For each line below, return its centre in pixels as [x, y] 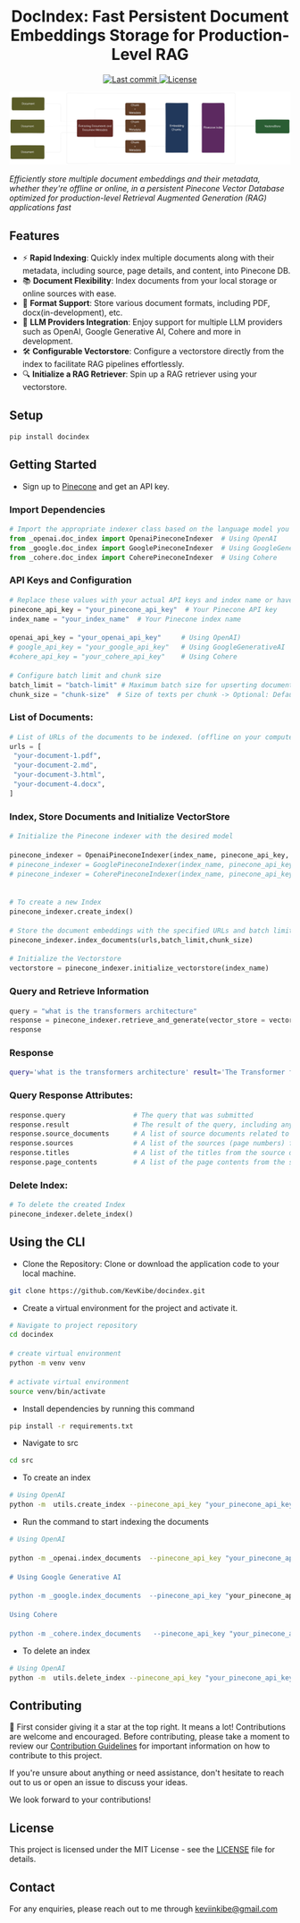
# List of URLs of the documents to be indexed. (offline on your [135, 737]
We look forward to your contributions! [80, 1800]
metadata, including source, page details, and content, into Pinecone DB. [156, 271]
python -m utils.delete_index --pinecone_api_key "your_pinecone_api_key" [153, 1678]
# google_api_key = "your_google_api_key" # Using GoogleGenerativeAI [147, 647]
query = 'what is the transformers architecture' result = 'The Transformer [147, 1072]
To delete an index [56, 1651]
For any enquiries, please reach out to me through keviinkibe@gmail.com [144, 1909]
